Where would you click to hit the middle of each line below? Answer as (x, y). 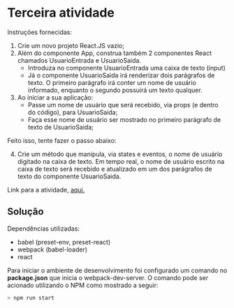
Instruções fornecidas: (39, 32)
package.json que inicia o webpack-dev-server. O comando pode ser (108, 277)
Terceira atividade (61, 13)
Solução (25, 211)
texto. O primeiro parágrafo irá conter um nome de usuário (112, 82)
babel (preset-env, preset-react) (64, 242)
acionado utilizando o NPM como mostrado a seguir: (83, 285)
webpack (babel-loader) (52, 249)
